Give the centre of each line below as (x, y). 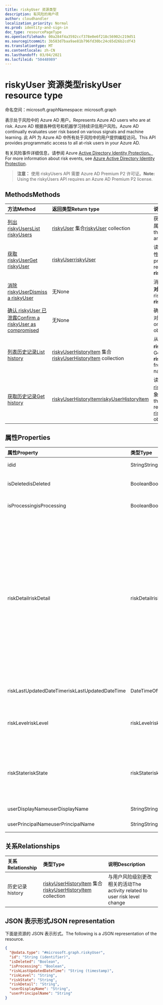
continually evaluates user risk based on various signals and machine (74, 132)
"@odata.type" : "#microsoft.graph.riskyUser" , (57, 953)
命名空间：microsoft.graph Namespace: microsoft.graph (61, 110)
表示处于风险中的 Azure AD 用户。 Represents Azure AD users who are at (78, 120)
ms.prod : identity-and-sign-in (37, 28)
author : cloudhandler (27, 19)
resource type (34, 96)
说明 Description (127, 864)
